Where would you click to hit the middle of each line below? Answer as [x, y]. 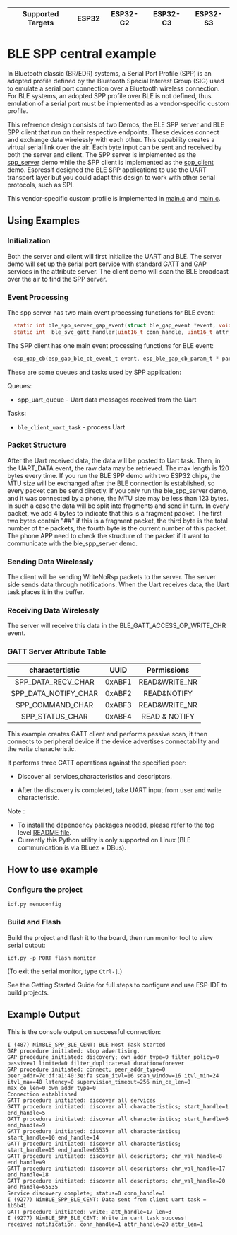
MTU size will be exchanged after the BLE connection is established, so [111, 483]
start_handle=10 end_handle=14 [53, 1137]
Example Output [43, 1015]
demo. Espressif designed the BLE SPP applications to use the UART [107, 170]
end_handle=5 [26, 1113]
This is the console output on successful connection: [84, 1031]
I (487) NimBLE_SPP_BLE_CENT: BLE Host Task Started [86, 1045]
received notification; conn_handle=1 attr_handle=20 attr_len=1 [105, 1224]
